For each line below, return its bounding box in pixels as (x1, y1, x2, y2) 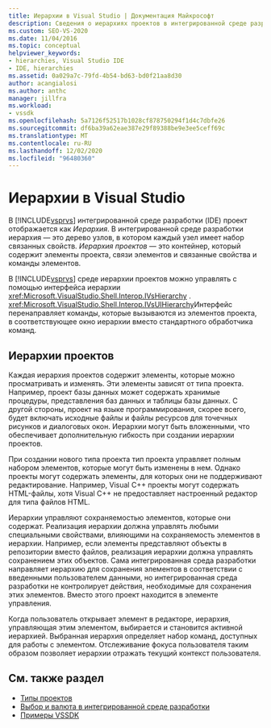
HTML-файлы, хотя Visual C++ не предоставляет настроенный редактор (8, 489, 258, 498)
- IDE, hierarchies (8, 64, 74, 73)
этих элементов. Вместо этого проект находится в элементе (8, 590, 219, 599)
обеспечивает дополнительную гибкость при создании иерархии (8, 431, 235, 439)
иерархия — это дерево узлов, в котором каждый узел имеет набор (8, 233, 244, 243)
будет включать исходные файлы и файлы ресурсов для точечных (8, 413, 238, 422)
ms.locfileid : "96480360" (8, 154, 95, 162)
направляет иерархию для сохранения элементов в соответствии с (8, 564, 244, 573)
